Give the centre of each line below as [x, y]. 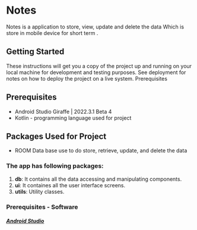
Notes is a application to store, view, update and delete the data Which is [95, 27]
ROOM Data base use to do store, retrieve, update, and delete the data [101, 151]
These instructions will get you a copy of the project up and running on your [99, 66]
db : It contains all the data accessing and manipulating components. [98, 179]
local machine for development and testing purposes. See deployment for [96, 72]
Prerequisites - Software [42, 207]
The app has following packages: [55, 166]
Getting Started [35, 52]
